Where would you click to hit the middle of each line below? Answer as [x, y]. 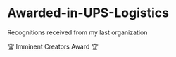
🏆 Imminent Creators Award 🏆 [53, 46]
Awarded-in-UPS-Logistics [88, 13]
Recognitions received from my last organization [77, 32]
